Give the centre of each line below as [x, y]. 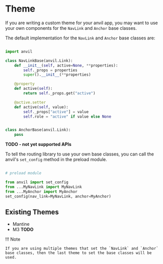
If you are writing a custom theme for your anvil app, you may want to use [81, 23]
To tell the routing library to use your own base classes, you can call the [80, 154]
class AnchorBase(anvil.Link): [38, 130]
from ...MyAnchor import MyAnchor [42, 192]
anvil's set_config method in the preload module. [56, 160]
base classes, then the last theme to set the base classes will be [78, 253]
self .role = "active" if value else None [67, 117]
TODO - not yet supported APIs [38, 144]
